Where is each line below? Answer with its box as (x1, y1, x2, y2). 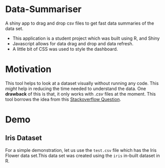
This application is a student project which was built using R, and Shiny (12, 35, 160, 41)
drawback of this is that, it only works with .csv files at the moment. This (5, 91, 156, 97)
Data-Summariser (5, 4, 82, 15)
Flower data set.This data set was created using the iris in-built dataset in (5, 152, 160, 158)
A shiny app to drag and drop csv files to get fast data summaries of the (5, 20, 154, 26)
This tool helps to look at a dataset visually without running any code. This (5, 80, 159, 86)
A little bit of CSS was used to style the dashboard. (12, 46, 118, 52)
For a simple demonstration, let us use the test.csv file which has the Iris (5, 147, 157, 153)
